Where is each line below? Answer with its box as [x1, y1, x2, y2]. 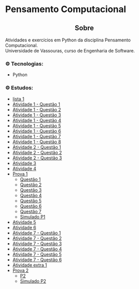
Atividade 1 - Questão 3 [12, 112, 61, 118]
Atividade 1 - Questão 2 [12, 106, 61, 112]
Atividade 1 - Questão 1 [12, 101, 60, 107]
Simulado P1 [20, 213, 46, 220]
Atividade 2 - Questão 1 [12, 144, 61, 150]
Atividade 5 [12, 219, 36, 225]
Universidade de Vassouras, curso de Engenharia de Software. [5, 48, 135, 53]
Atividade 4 [12, 165, 37, 171]
